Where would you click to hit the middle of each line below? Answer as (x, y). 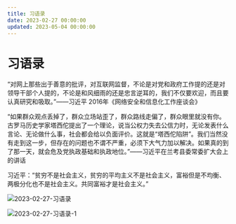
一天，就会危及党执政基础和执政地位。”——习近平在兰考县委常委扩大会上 (124, 152)
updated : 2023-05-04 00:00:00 (52, 27)
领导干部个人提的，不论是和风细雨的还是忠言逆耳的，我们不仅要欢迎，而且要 (118, 93)
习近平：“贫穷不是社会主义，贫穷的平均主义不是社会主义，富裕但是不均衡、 (117, 175)
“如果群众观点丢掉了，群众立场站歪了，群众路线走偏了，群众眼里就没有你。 (117, 117)
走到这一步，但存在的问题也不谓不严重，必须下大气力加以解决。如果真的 (118, 143)
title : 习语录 (26, 14)
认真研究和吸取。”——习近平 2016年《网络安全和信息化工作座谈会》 (104, 101)
